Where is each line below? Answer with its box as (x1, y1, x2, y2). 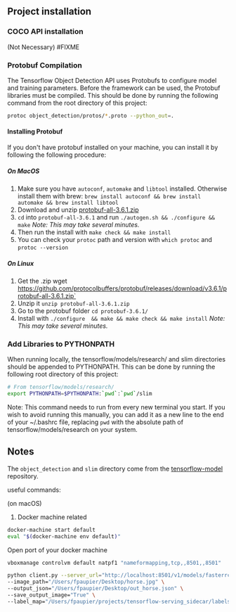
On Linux (7, 259, 34, 267)
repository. (7, 471, 39, 480)
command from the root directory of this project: (7, 98, 147, 107)
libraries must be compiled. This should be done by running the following (7, 91, 219, 99)
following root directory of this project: (7, 370, 119, 378)
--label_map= (7, 598, 46, 605)
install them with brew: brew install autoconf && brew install (17, 192, 202, 200)
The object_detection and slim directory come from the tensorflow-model (7, 464, 223, 473)
